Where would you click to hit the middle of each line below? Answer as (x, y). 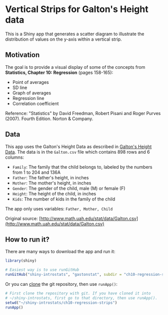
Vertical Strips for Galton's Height (77, 9)
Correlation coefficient (35, 103)
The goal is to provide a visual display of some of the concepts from (75, 67)
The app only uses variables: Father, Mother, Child (59, 208)
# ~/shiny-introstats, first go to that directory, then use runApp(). (81, 298)
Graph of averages (32, 93)
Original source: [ (23, 218)
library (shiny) (21, 261)
